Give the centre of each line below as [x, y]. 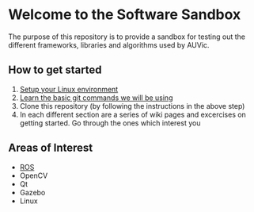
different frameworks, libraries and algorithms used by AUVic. [109, 44]
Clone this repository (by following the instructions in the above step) [132, 106]
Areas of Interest [51, 148]
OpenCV [34, 175]
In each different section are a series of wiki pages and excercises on [133, 114]
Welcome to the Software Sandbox [125, 15]
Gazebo [32, 192]
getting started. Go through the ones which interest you [110, 123]
